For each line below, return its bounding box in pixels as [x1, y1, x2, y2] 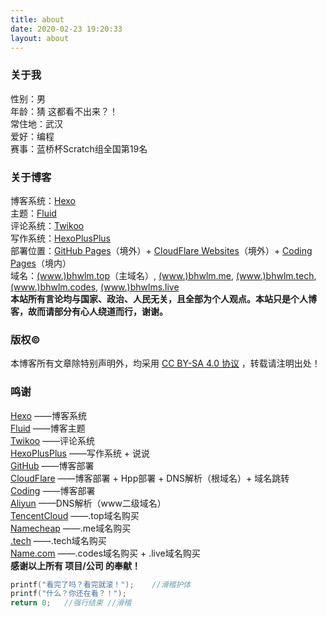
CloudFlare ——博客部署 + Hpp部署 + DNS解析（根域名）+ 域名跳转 [10, 472, 290, 484]
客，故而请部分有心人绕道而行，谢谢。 [10, 305, 168, 317]
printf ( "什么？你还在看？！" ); [10, 589, 127, 599]
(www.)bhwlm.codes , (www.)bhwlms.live [10, 281, 180, 293]
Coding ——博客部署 [10, 484, 96, 496]
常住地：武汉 [10, 117, 63, 130]
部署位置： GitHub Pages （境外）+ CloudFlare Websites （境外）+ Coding [10, 244, 313, 256]
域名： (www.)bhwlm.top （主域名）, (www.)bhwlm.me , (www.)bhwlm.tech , [10, 269, 317, 281]
